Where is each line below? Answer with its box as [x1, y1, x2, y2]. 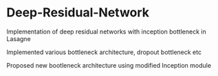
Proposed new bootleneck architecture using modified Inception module [6, 61, 211, 69]
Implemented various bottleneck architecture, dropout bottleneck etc [6, 48, 202, 56]
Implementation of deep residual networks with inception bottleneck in [6, 27, 207, 36]
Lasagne [6, 34, 32, 42]
